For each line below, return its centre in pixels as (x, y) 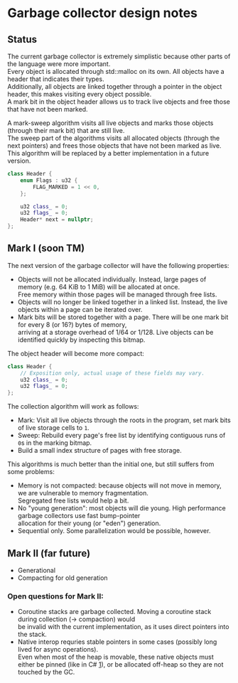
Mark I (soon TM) (46, 248)
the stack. (32, 635)
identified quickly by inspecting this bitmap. (81, 340)
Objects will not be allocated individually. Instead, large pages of (112, 279)
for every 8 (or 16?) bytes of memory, (72, 324)
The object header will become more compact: (76, 353)
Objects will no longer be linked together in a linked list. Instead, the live (123, 302)
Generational (36, 570)
